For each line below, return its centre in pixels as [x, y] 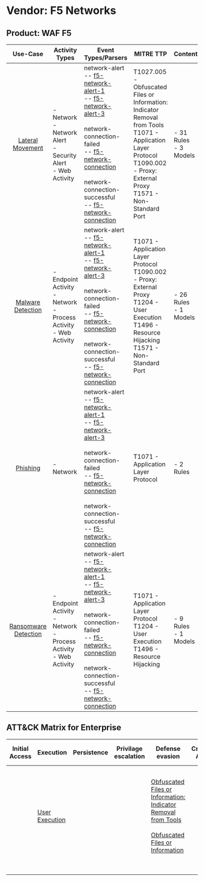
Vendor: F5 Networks [61, 11]
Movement [28, 148]
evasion [168, 756]
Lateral [28, 140]
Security [65, 155]
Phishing [28, 468]
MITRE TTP [151, 54]
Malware [28, 302]
